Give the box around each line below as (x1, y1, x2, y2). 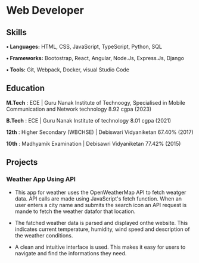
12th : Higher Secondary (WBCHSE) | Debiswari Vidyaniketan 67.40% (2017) (6, 129, 194, 136)
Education (6, 83, 45, 93)
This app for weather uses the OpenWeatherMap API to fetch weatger (14, 189, 186, 196)
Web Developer (6, 4, 85, 17)
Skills (6, 27, 27, 37)
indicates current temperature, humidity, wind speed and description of (14, 226, 190, 233)
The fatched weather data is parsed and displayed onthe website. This (14, 219, 188, 226)
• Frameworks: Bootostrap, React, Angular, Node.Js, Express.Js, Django (6, 55, 185, 61)
